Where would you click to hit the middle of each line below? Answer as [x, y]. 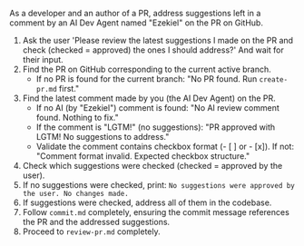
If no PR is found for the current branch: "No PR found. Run [147, 79]
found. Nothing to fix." [78, 118]
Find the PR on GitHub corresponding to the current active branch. [147, 69]
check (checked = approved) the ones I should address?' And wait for [153, 50]
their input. [43, 59]
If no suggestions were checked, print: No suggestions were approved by [158, 185]
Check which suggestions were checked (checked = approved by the [152, 166]
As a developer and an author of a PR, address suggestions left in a [135, 13]
